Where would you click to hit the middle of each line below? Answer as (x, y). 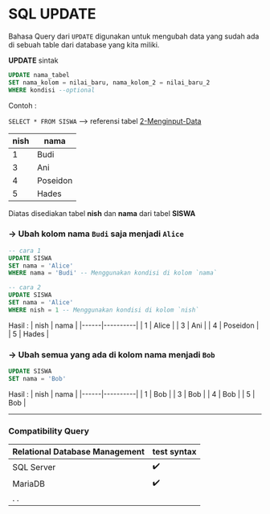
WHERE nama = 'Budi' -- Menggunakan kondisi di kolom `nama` (113, 273)
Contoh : (22, 105)
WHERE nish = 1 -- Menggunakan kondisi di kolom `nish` (104, 310)
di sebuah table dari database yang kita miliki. (84, 44)
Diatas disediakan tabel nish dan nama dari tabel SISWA (102, 213)
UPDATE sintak (33, 60)
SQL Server (34, 467)
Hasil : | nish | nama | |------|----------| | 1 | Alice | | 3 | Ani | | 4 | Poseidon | (134, 325)
